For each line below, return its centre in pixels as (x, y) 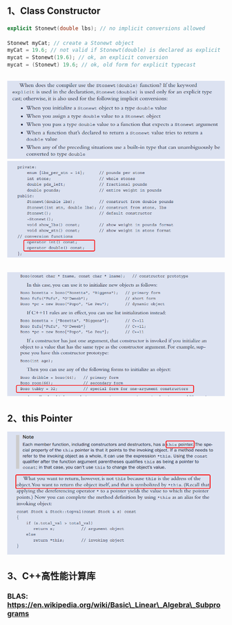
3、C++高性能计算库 (51, 576)
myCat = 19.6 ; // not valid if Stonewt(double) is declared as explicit (114, 50)
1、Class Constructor (54, 11)
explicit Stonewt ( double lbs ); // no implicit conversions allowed (106, 28)
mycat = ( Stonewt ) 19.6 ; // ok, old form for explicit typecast (101, 65)
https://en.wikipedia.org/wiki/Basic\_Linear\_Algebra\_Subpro (114, 605)
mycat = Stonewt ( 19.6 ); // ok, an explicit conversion (88, 58)
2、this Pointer (40, 418)
